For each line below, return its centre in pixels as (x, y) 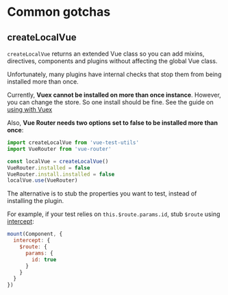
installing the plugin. (36, 201)
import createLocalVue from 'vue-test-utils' (73, 143)
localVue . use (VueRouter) (42, 180)
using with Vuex (30, 109)
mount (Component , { (35, 234)
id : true (44, 259)
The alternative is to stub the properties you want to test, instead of (102, 193)
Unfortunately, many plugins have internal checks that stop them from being (114, 74)
